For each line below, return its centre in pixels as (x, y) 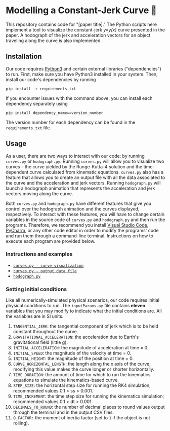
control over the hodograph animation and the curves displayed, (73, 209)
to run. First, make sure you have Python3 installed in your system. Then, (82, 74)
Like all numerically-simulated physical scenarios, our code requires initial (83, 300)
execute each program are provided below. (51, 241)
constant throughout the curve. (46, 332)
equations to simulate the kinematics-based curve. (66, 380)
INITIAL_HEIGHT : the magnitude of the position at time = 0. (73, 358)
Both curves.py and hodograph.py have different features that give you (78, 203)
